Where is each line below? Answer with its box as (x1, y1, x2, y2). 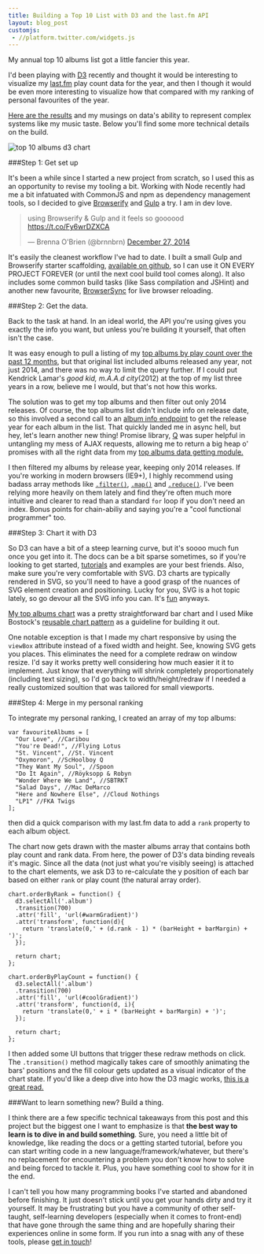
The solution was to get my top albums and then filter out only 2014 (8, 397, 227, 406)
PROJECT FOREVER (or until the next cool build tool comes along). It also (8, 269, 245, 279)
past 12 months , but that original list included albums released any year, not (8, 357, 252, 366)
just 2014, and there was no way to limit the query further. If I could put (8, 365, 238, 375)
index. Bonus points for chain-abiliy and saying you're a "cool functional (8, 505, 241, 514)
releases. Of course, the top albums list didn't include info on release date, (8, 406, 249, 415)
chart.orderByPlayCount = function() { (8, 974, 139, 981)
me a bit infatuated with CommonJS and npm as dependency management (8, 190, 251, 199)
